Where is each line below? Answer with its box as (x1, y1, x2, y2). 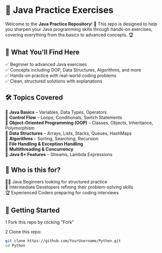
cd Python (5, 243, 26, 248)
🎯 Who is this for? (5, 166, 61, 174)
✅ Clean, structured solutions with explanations (5, 78, 103, 84)
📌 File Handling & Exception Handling (5, 141, 83, 147)
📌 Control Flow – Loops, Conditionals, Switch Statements (5, 114, 123, 120)
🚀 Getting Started (5, 206, 60, 214)
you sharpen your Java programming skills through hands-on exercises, (5, 26, 153, 32)
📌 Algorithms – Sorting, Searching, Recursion (5, 135, 99, 141)
